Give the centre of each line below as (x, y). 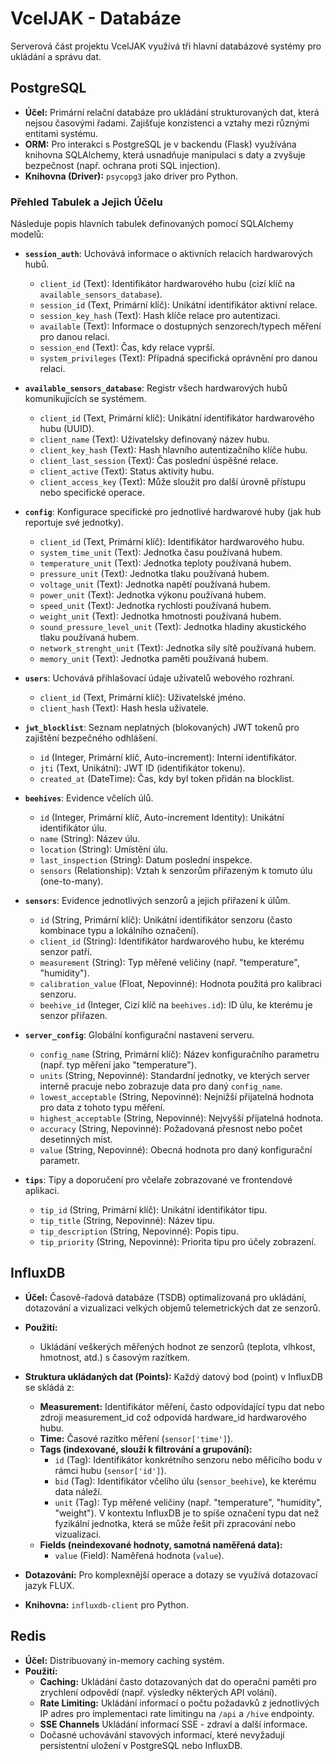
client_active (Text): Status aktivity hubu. (127, 471)
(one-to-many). (71, 881)
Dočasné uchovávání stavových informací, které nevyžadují (162, 1734)
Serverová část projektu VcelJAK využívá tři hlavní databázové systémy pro (166, 46)
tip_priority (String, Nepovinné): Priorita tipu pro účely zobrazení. (178, 1242)
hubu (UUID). (67, 429)
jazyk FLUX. (49, 1585)
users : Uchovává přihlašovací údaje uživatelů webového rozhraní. (159, 678)
